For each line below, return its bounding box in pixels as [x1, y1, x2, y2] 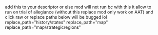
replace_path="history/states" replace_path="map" [5, 19, 108, 25]
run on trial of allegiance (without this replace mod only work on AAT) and [5, 9, 154, 15]
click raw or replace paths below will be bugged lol [5, 14, 107, 20]
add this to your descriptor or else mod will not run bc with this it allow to [5, 4, 152, 10]
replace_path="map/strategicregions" [5, 24, 81, 30]
